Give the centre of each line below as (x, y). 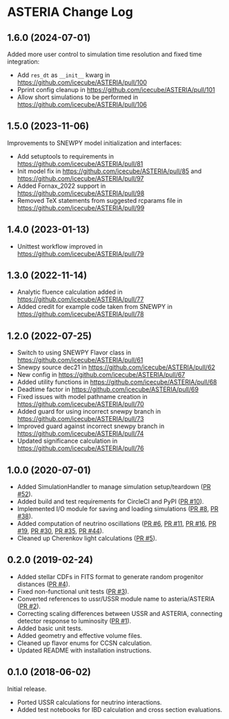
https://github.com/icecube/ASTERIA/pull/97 (80, 178)
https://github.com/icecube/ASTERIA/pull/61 (80, 360)
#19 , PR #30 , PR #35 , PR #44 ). (60, 531)
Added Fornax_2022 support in (61, 186)
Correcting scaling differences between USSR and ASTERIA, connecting (120, 613)
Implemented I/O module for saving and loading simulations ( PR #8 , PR (118, 509)
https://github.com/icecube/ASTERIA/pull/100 (82, 82)
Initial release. (27, 689)
